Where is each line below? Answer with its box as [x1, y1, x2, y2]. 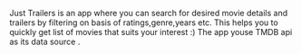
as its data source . [9, 36, 81, 47]
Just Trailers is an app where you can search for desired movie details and [9, 8, 288, 18]
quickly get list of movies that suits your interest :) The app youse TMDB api [9, 27, 293, 37]
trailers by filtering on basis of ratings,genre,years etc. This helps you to [9, 17, 278, 28]
